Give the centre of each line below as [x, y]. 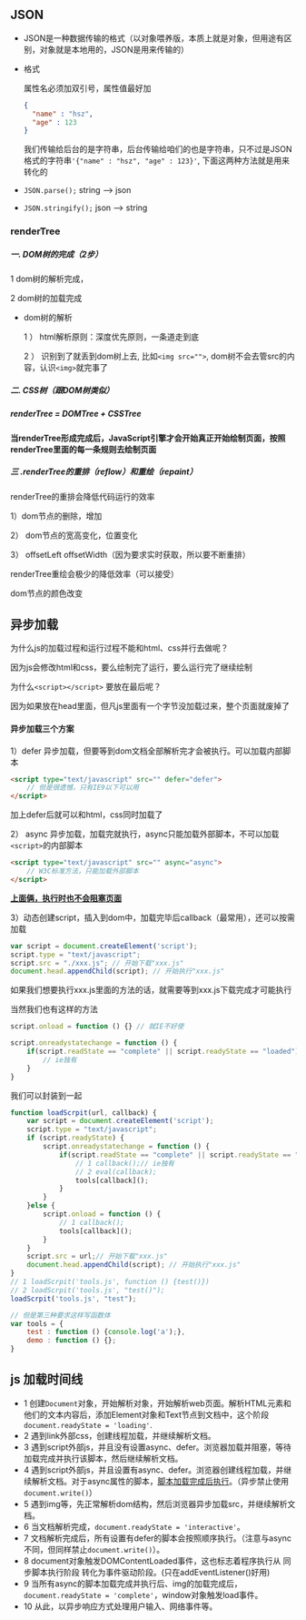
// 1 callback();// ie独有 [125, 1163]
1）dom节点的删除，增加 [56, 516]
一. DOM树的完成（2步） [57, 254]
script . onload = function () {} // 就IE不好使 [97, 1027]
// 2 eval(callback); [116, 1172]
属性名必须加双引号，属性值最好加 [87, 88]
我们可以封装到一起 [46, 1095]
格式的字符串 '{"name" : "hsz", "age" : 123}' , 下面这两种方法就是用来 [156, 161]
